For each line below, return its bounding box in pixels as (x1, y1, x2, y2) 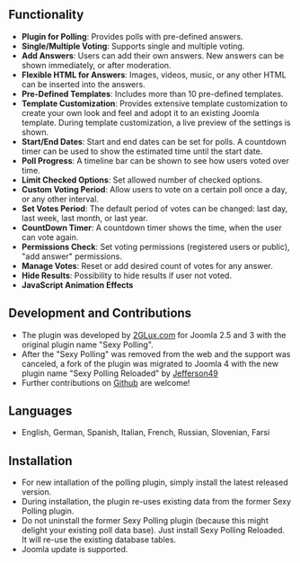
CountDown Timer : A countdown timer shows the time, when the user (21, 222, 282, 233)
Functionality (8, 7, 84, 22)
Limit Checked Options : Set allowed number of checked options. (21, 174, 263, 185)
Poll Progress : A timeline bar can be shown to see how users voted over (21, 155, 289, 165)
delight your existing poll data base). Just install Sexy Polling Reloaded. (21, 525, 285, 536)
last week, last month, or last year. (21, 212, 149, 223)
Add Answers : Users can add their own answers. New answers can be (21, 49, 285, 61)
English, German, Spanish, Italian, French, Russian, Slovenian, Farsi (21, 427, 270, 438)
